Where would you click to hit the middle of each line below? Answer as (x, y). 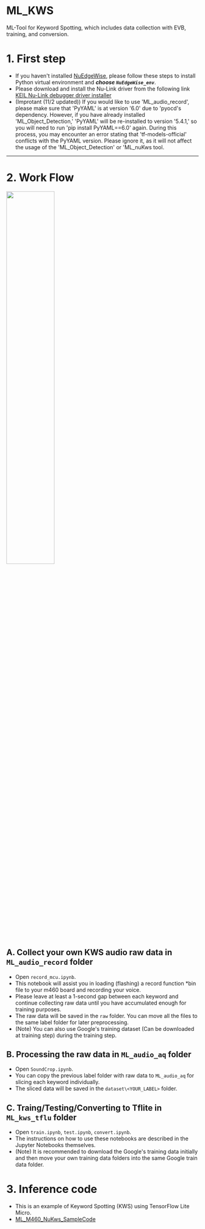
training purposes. (38, 1009)
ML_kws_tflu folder (41, 1117)
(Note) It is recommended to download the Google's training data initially (106, 1152)
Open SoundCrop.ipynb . (44, 1069)
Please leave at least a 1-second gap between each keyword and (97, 996)
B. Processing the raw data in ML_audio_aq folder (99, 1054)
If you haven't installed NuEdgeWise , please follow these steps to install (105, 76)
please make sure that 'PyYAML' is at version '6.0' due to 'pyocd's (98, 108)
